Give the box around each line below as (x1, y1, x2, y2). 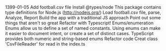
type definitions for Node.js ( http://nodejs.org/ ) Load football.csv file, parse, (5, 9, 161, 15)
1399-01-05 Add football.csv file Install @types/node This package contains (5, 4, 162, 10)
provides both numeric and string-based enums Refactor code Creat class (5, 36, 158, 42)
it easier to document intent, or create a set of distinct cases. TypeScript (5, 31, 154, 36)
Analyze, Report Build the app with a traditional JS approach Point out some (5, 15, 161, 20)
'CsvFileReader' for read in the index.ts (5, 41, 86, 47)
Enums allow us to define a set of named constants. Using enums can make (5, 25, 161, 31)
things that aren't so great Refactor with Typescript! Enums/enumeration (5, 20, 154, 26)
